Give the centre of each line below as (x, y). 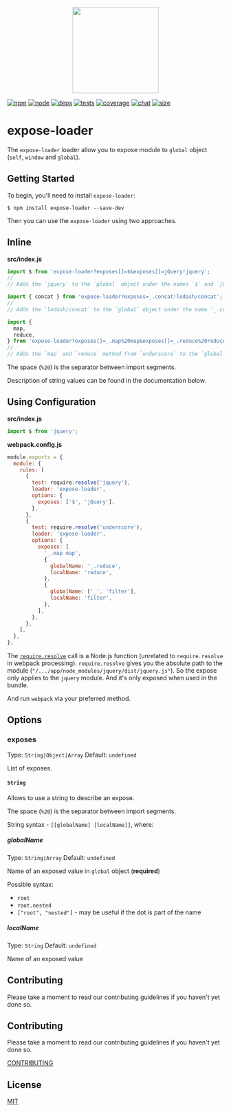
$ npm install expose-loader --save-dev (66, 208)
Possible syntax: (30, 884)
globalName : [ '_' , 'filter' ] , (93, 591)
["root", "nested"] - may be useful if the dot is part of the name (109, 912)
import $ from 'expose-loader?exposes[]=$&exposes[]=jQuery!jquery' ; (109, 271)
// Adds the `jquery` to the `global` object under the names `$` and (110, 284)
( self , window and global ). (44, 157)
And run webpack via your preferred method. (69, 699)
